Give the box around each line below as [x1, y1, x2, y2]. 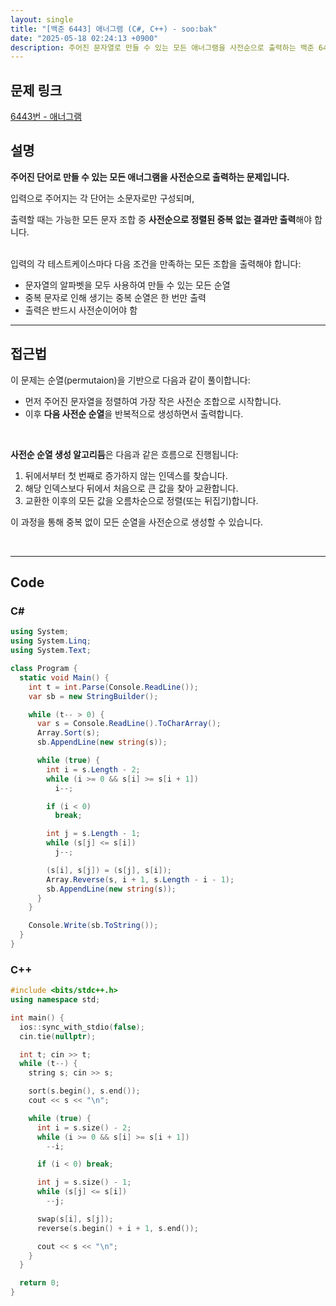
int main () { [10, 1012, 65, 1023]
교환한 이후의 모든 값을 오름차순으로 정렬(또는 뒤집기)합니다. [24, 494, 259, 506]
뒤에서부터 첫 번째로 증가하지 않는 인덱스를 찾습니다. [24, 469, 228, 481]
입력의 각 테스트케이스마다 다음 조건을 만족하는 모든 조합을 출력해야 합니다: [10, 257, 302, 270]
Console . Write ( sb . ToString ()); [28, 921, 159, 931]
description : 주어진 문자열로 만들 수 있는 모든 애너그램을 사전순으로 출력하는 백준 [10, 42, 315, 53]
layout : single [10, 14, 74, 25]
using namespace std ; [10, 995, 101, 1005]
